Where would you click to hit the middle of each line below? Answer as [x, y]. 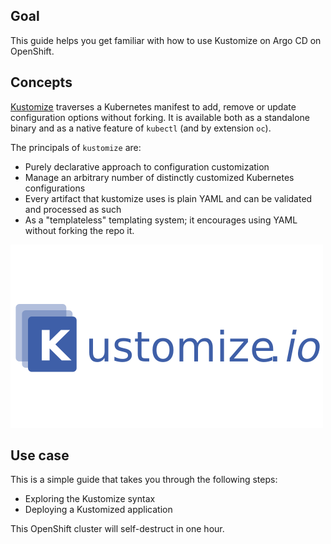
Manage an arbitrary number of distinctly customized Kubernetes [159, 177]
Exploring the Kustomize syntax [90, 499]
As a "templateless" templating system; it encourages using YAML [161, 220]
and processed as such [73, 209]
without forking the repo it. [79, 230]
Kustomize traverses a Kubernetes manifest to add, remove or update [153, 106]
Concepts [41, 82]
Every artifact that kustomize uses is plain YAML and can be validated [168, 198]
